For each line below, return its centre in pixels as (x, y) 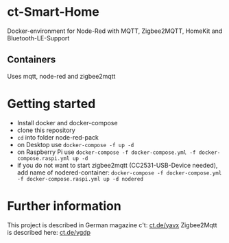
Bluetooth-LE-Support (38, 38)
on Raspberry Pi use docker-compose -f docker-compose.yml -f (106, 152)
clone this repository (46, 130)
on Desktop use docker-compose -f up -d (75, 144)
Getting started (51, 104)
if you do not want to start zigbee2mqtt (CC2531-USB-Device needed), (117, 165)
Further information (64, 206)
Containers (32, 60)
